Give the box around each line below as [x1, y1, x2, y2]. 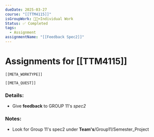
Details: [5, 92, 24, 99]
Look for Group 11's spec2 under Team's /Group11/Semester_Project [12, 126, 149, 133]
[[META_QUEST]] [5, 81, 36, 85]
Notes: [5, 115, 22, 122]
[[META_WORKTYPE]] [5, 72, 43, 77]
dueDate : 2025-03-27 [5, 7, 48, 12]
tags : [5, 26, 16, 30]
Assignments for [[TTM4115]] [5, 56, 128, 67]
